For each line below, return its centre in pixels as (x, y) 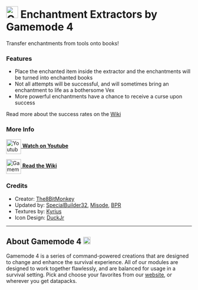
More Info (20, 130)
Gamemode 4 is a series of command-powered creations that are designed (98, 256)
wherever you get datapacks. (42, 281)
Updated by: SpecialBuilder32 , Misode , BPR (68, 205)
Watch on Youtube (45, 146)
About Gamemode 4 (44, 242)
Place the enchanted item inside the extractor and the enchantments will (102, 71)
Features (19, 58)
